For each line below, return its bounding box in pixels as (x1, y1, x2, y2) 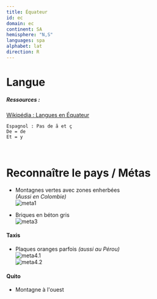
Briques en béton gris (15, 211, 70, 218)
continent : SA (6, 26, 43, 32)
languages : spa (6, 37, 45, 44)
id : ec (6, 15, 23, 21)
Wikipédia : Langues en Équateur (6, 111, 90, 118)
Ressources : (6, 96, 40, 103)
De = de (6, 128, 26, 135)
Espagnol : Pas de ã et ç (6, 123, 72, 129)
